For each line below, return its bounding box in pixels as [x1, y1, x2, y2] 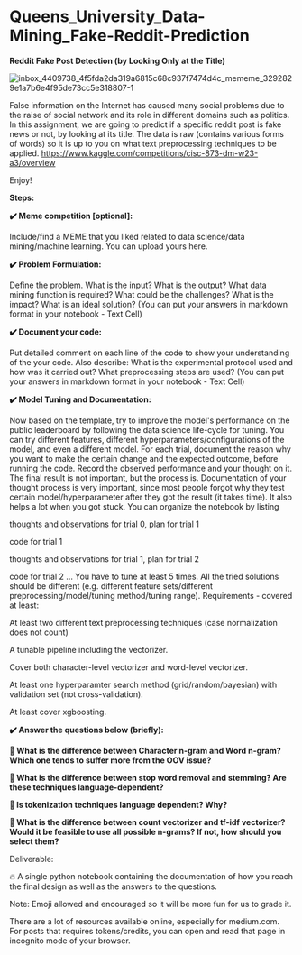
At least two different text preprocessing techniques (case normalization [9, 617, 278, 628]
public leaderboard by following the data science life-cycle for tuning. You [9, 424, 285, 435]
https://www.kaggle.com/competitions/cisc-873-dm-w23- [41, 147, 259, 159]
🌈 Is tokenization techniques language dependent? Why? [9, 799, 228, 810]
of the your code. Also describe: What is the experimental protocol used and [9, 356, 293, 367]
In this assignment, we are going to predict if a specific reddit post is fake [9, 119, 282, 130]
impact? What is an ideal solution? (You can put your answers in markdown [9, 298, 288, 309]
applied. [9, 147, 40, 159]
